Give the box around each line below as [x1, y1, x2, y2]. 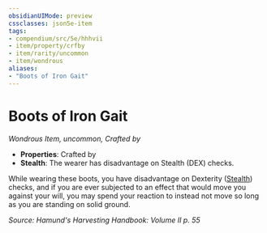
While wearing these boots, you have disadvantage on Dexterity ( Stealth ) [8, 173, 253, 183]
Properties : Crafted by [19, 149, 97, 159]
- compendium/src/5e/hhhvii [8, 34, 104, 43]
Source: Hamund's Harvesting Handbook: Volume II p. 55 [8, 215, 200, 225]
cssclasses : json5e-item [8, 19, 93, 28]
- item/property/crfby [8, 42, 85, 50]
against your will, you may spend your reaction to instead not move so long [8, 191, 260, 201]
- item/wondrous [8, 57, 63, 66]
